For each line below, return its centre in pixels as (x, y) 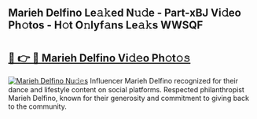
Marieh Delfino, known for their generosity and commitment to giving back (129, 98)
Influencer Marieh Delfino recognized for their (164, 81)
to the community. (37, 106)
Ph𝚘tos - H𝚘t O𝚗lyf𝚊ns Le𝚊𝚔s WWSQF (106, 26)
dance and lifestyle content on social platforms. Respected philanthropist (127, 89)
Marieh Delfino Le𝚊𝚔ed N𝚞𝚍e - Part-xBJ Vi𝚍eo (125, 13)
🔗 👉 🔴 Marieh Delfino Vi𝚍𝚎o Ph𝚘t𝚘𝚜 (99, 58)
